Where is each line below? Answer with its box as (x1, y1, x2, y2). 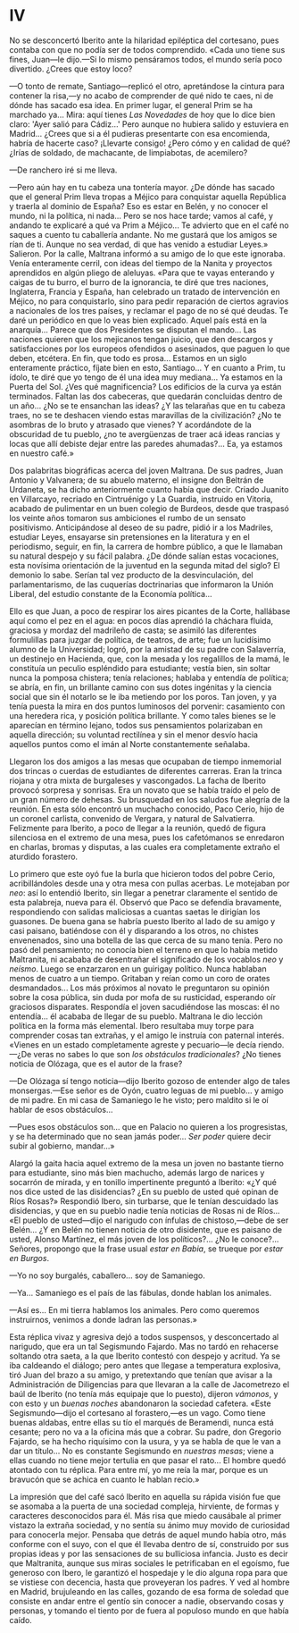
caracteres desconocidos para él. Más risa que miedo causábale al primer (9, 1510, 282, 1520)
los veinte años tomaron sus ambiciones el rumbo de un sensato (9, 512, 246, 523)
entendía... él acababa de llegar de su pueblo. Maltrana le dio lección (9, 1011, 263, 1022)
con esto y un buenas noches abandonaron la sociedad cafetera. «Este (9, 1398, 271, 1409)
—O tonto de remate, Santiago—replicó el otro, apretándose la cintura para (9, 80, 286, 91)
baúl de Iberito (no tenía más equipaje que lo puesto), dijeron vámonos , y (9, 1388, 278, 1399)
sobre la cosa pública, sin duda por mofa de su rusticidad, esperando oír (9, 991, 277, 1002)
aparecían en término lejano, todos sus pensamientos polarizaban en (9, 720, 263, 730)
